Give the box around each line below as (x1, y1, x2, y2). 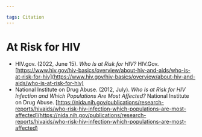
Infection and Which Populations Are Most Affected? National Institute (14, 92, 189, 100)
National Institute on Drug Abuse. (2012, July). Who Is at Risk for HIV (14, 86, 186, 93)
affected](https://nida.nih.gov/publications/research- (14, 111, 147, 118)
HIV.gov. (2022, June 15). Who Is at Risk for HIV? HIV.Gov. (14, 60, 159, 67)
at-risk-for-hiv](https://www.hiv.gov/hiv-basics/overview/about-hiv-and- (14, 73, 196, 80)
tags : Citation (6, 14, 45, 20)
